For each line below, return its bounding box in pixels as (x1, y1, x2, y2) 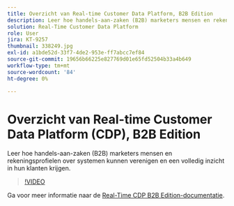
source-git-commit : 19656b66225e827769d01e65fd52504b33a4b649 (7, 56, 192, 63)
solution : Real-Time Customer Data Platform (7, 23, 139, 30)
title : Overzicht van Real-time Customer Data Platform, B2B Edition (7, 10, 214, 17)
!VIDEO (24, 177, 45, 186)
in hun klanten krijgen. (7, 164, 71, 172)
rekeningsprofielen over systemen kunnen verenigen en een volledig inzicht (7, 156, 225, 165)
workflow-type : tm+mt (7, 62, 70, 69)
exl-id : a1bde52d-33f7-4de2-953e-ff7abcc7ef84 (7, 50, 145, 57)
